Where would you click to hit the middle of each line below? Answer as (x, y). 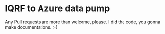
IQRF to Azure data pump (58, 8)
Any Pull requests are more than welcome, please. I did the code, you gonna (83, 22)
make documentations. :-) (31, 27)
